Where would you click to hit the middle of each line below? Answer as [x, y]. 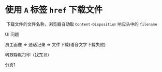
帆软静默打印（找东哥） [28, 54]
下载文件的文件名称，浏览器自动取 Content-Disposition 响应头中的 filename [82, 24]
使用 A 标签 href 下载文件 [54, 10]
